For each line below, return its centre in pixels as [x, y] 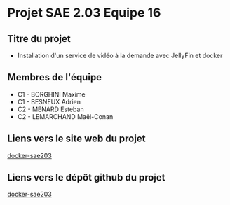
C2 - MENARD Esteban [50, 109]
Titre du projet [39, 39]
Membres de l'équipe [55, 77]
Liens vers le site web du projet [76, 139]
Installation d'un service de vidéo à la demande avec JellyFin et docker [120, 55]
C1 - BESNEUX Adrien [49, 101]
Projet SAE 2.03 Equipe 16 [84, 13]
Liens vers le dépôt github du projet [86, 177]
